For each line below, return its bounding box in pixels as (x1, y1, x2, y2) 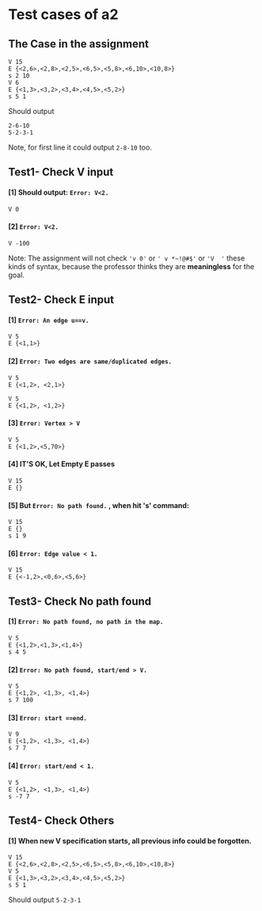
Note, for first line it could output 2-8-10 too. (8, 142, 153, 152)
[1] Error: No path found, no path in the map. (8, 617, 164, 626)
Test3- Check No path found (8, 594, 152, 608)
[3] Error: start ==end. (8, 712, 87, 722)
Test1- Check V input (8, 165, 114, 179)
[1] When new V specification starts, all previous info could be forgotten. (8, 836, 252, 845)
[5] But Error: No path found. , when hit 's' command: (8, 500, 190, 510)
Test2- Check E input (8, 293, 115, 306)
